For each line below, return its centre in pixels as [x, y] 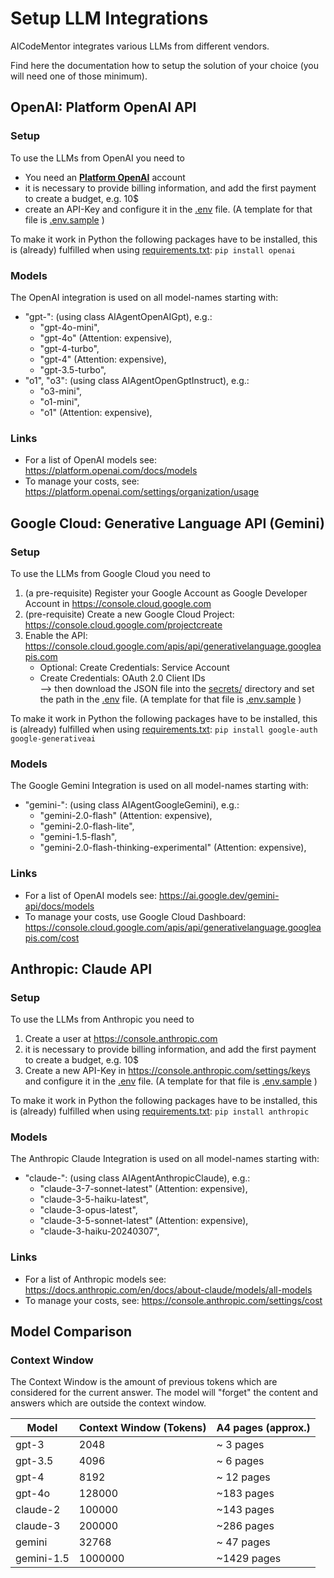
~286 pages [245, 1526]
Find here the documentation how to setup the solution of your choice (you [165, 65]
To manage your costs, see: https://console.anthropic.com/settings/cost [173, 1300]
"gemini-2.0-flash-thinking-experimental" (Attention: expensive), [173, 848]
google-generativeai [53, 738]
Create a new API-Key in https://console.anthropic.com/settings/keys [167, 1071]
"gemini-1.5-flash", [78, 837]
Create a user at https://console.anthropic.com [121, 1039]
